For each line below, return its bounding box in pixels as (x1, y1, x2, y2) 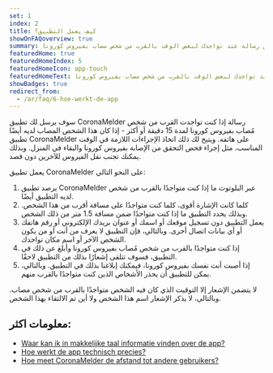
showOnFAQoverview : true (9, 34, 93, 43)
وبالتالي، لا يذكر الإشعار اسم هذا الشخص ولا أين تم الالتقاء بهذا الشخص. (9, 294, 221, 303)
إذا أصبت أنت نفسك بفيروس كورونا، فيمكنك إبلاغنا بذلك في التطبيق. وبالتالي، (20, 260, 250, 270)
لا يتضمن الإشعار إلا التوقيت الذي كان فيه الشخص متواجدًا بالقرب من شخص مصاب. (9, 285, 258, 294)
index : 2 (9, 19, 39, 28)
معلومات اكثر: (9, 317, 72, 331)
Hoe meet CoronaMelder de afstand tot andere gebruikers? (20, 356, 220, 366)
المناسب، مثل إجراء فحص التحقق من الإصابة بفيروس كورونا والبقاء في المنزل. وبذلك (9, 143, 262, 152)
